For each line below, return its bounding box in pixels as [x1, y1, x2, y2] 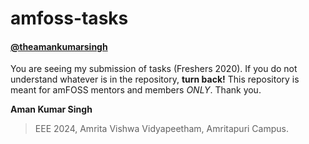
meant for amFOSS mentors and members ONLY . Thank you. [10, 84, 262, 96]
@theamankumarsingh [10, 40, 108, 52]
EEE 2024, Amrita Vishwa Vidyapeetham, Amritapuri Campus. [34, 123, 289, 135]
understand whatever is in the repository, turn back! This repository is [10, 73, 300, 86]
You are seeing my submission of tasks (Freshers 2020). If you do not [10, 63, 298, 75]
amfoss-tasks [10, 7, 129, 30]
